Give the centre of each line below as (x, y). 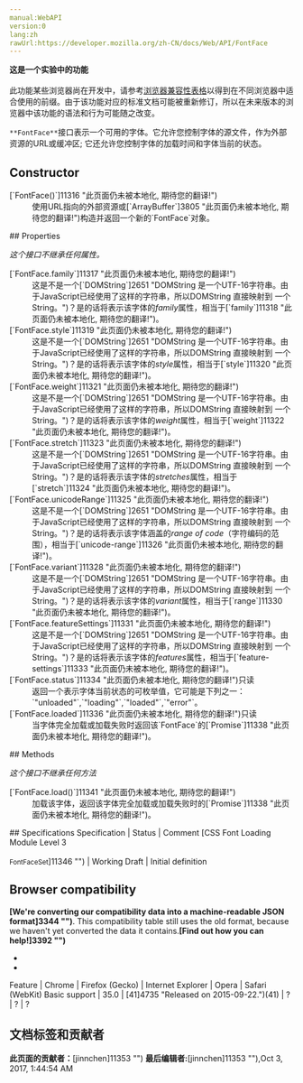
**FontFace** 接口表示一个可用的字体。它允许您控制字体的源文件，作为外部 (148, 133)
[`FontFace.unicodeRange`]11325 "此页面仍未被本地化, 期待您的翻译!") (139, 500)
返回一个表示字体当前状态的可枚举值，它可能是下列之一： (138, 691)
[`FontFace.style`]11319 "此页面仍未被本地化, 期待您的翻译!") (121, 330)
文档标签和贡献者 (57, 1035)
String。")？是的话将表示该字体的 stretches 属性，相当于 (135, 477)
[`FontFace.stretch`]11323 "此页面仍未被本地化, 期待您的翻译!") (125, 443)
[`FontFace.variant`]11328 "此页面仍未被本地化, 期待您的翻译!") (125, 567)
